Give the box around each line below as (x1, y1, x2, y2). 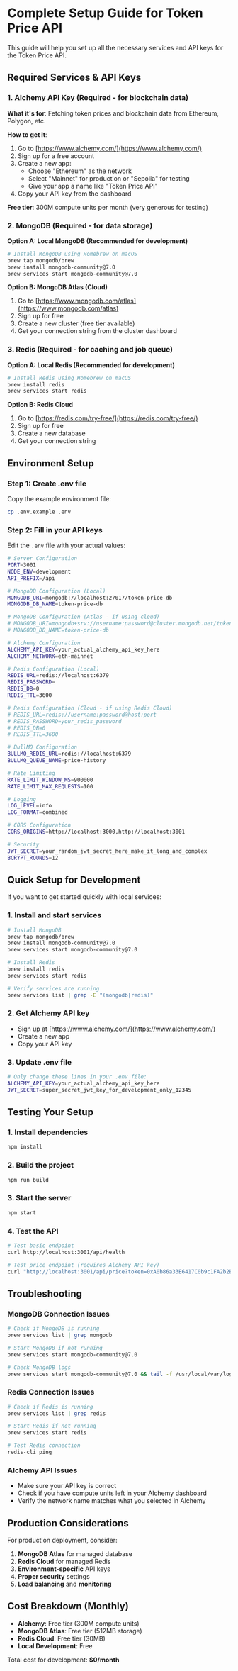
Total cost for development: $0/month (7, 1655, 120, 1664)
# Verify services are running (7, 985, 100, 992)
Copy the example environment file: (7, 495, 111, 503)
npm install (7, 1144, 42, 1151)
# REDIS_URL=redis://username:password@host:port (7, 711, 157, 718)
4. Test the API (7, 1226, 59, 1236)
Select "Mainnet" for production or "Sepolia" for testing (28, 174, 190, 182)
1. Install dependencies (7, 1127, 89, 1137)
